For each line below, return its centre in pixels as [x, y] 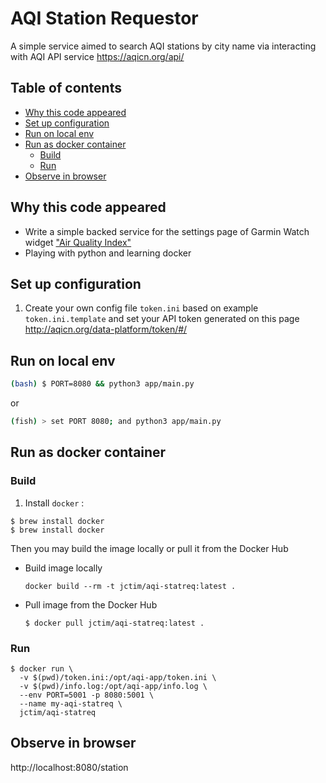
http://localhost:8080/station [69, 767]
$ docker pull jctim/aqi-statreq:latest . [114, 623]
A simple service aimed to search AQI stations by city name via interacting [163, 46]
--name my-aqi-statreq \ [71, 703]
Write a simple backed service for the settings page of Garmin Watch [167, 231]
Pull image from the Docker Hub [91, 604]
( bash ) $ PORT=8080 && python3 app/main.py [102, 384]
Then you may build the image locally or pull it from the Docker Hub [149, 548]
